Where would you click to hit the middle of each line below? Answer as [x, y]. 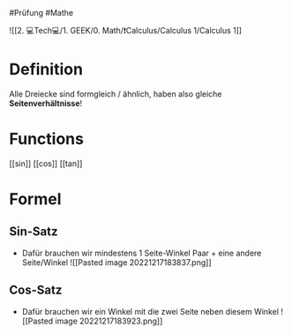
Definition [46, 69]
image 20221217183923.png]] [109, 321]
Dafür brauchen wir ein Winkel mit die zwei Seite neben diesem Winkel [150, 311]
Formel [35, 199]
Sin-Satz [34, 232]
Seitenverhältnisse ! [46, 103]
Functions [46, 139]
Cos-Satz [36, 290]
